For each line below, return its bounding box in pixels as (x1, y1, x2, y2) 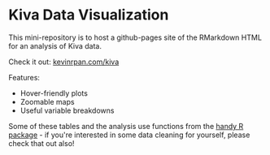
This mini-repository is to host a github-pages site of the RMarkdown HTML (8, 32, 263, 42)
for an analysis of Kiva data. (8, 41, 102, 50)
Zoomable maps (20, 97, 75, 106)
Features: (8, 72, 41, 82)
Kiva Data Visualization (8, 6, 169, 24)
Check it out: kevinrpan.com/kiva (8, 57, 120, 67)
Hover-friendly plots (20, 88, 88, 98)
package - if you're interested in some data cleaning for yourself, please (8, 130, 250, 140)
